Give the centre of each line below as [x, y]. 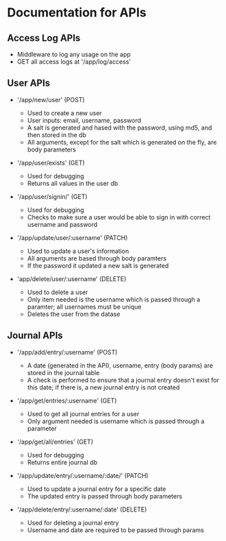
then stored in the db [57, 134]
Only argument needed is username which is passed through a [116, 421]
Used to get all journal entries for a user [83, 413]
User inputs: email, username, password [84, 120]
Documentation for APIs [77, 13]
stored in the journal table [63, 372]
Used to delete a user [58, 292]
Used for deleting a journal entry [73, 522]
